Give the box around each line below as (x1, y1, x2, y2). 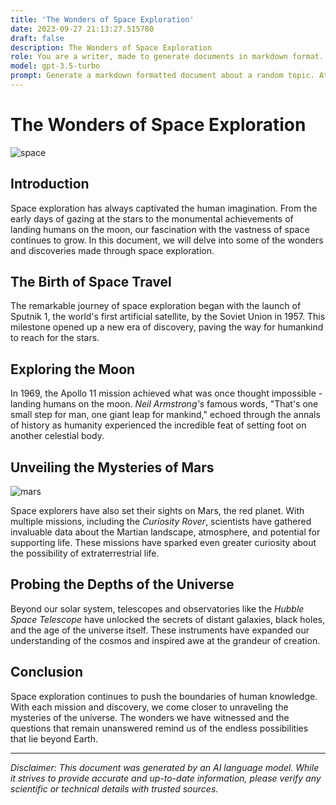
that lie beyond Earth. (10, 732, 99, 745)
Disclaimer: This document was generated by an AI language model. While (10, 761, 320, 773)
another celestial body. (10, 430, 105, 442)
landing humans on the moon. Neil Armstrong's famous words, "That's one (10, 398, 319, 410)
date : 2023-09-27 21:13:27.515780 (10, 24, 155, 34)
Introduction (10, 176, 90, 193)
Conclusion (10, 664, 84, 681)
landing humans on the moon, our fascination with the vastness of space (10, 223, 310, 235)
